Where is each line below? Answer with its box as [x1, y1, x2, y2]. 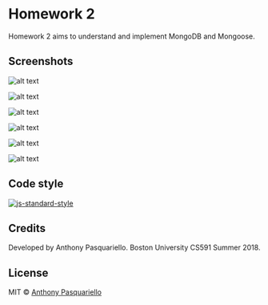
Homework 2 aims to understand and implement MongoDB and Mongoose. [8, 31, 256, 41]
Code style [8, 177, 64, 191]
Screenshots [8, 55, 74, 68]
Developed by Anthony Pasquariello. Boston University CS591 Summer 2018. [8, 242, 261, 253]
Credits [8, 222, 46, 235]
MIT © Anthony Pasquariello [8, 287, 102, 297]
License [8, 266, 49, 279]
